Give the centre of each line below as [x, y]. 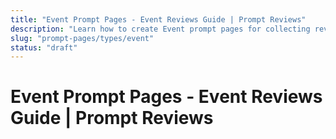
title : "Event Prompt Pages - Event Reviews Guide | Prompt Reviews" [158, 19]
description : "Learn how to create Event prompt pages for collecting [160, 29]
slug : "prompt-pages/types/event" [82, 38]
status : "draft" [44, 47]
